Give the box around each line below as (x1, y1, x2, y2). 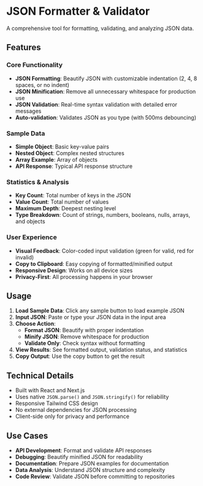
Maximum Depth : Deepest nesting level (15, 205, 117, 212)
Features (6, 42, 41, 53)
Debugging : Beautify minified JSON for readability (15, 453, 143, 460)
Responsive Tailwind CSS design (15, 400, 98, 407)
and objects (15, 218, 45, 225)
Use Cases (6, 430, 48, 441)
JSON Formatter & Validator (6, 4, 150, 18)
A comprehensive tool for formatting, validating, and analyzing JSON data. (6, 25, 194, 32)
